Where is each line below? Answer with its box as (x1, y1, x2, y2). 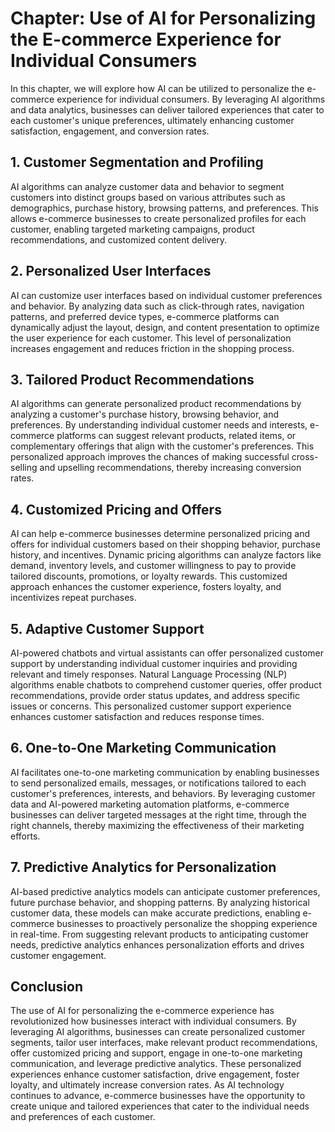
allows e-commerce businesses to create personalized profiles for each (10, 212, 307, 224)
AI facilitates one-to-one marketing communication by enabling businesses (10, 766, 320, 778)
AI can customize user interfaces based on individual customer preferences (10, 289, 323, 301)
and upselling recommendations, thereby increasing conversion (39, 462, 302, 474)
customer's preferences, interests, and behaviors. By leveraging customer (10, 787, 316, 799)
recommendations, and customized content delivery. (10, 233, 228, 246)
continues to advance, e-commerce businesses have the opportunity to (10, 1090, 306, 1102)
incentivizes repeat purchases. (10, 592, 137, 604)
